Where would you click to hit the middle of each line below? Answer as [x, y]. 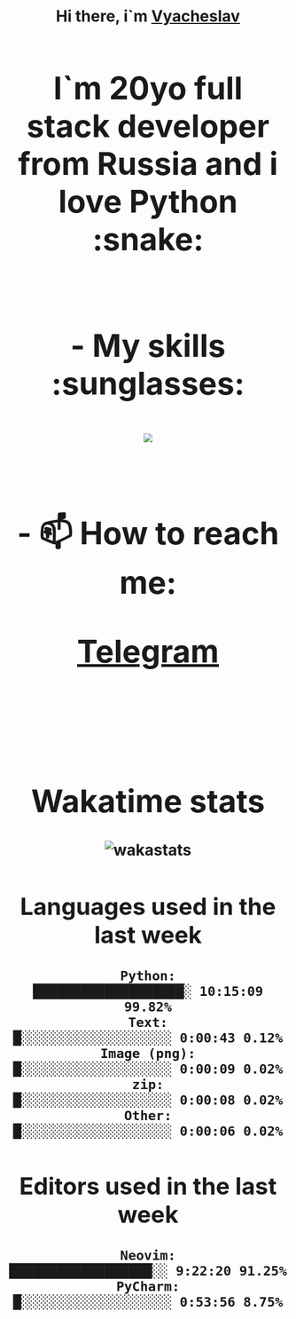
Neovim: [148, 1256]
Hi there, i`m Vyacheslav [148, 16]
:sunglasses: [148, 383]
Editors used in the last [148, 1185]
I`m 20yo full [148, 88]
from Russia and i [148, 163]
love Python [148, 201]
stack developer [148, 126]
